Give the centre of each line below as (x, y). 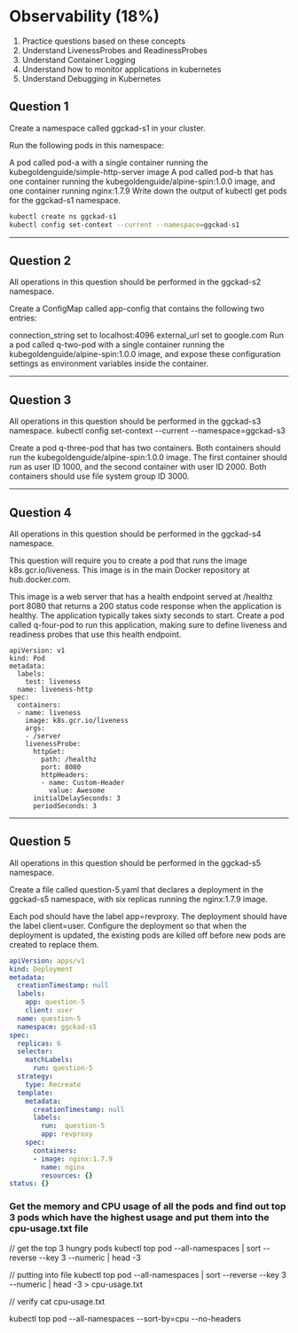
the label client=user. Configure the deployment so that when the (128, 925)
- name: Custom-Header (83, 782)
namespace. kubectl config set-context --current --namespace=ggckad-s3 (147, 431)
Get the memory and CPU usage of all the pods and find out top (148, 1207)
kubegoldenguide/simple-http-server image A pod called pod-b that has (141, 171)
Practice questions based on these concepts (104, 41)
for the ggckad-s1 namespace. (65, 200)
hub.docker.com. (40, 579)
